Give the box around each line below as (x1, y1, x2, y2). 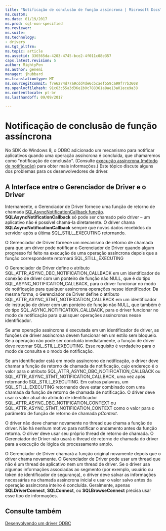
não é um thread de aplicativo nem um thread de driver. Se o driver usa (5, 461, 150, 467)
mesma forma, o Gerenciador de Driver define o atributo (5, 291, 120, 297)
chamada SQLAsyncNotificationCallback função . (5, 209, 105, 214)
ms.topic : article (5, 49, 43, 53)
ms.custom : (5, 12, 28, 17)
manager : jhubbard (5, 72, 43, 77)
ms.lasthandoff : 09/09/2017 (5, 95, 63, 100)
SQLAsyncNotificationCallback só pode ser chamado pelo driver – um (5, 214, 150, 220)
